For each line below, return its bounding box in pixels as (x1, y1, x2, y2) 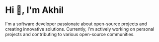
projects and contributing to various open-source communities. (5, 31, 135, 37)
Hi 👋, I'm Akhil (5, 4, 64, 16)
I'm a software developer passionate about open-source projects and (5, 21, 148, 27)
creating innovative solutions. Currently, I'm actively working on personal (5, 26, 155, 32)
